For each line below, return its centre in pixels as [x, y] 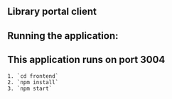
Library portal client [52, 12]
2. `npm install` [33, 82]
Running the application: [63, 36]
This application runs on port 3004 [86, 60]
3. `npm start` [30, 88]
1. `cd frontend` [33, 76]
